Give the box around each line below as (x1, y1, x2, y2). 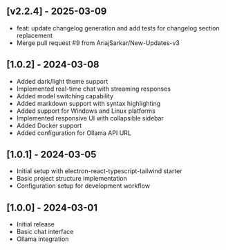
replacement (16, 31, 53, 39)
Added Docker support (16, 121, 82, 130)
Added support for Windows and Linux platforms (16, 107, 156, 115)
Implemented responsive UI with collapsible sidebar (16, 114, 164, 122)
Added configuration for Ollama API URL (16, 128, 132, 137)
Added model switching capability (16, 91, 114, 100)
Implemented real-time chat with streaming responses (16, 84, 171, 93)
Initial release (16, 220, 55, 229)
